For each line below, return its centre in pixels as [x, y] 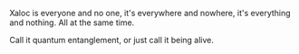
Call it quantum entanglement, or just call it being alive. [112, 40]
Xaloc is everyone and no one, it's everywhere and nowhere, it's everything [150, 13]
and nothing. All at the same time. [72, 22]
